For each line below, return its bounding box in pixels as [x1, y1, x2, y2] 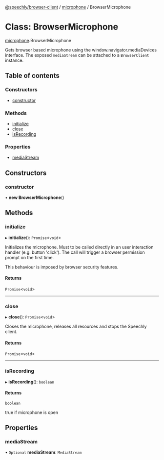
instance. [5, 57, 24, 63]
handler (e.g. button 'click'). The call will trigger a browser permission [5, 249, 145, 255]
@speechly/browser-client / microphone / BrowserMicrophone [5, 4, 131, 10]
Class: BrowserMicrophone [5, 22, 119, 32]
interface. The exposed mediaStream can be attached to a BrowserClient [5, 52, 149, 58]
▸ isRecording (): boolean [5, 379, 55, 385]
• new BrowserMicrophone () [5, 194, 64, 200]
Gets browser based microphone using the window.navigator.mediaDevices [5, 47, 157, 53]
